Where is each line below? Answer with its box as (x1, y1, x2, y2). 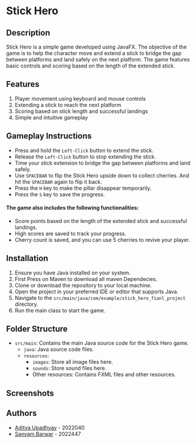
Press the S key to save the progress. (14, 190, 105, 198)
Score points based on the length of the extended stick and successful (14, 217, 187, 224)
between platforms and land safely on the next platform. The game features (6, 56, 190, 63)
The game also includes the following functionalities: (6, 204, 139, 211)
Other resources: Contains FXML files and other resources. (32, 371, 176, 378)
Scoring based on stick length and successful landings (14, 108, 148, 115)
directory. (14, 300, 38, 308)
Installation (6, 253, 48, 264)
